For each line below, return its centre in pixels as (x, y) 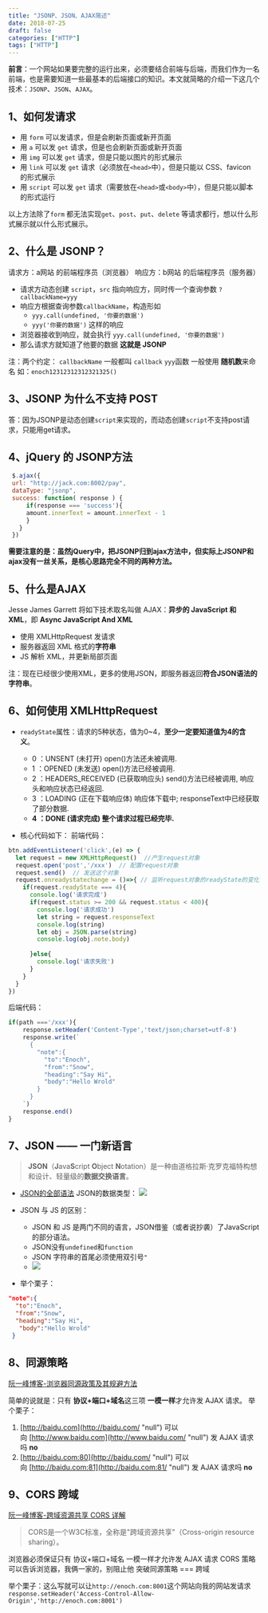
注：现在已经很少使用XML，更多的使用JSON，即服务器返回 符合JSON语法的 (133, 674)
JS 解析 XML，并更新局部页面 (69, 657)
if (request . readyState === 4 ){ (75, 887)
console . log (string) (71, 925)
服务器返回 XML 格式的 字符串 (68, 647)
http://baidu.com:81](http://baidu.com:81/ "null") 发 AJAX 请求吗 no (142, 1467)
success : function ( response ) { (67, 498)
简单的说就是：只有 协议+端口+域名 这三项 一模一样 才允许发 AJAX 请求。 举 (132, 1400)
